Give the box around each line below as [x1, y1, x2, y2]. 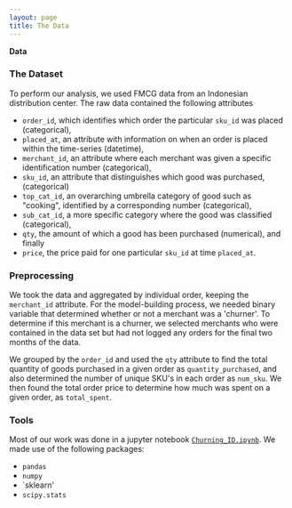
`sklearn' [21, 480, 55, 490]
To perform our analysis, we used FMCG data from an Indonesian [9, 88, 249, 99]
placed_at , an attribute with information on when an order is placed [21, 133, 268, 144]
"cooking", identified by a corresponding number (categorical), [21, 199, 252, 210]
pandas [21, 463, 47, 472]
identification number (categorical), [21, 162, 152, 173]
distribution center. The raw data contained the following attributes [9, 97, 254, 108]
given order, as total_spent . [9, 392, 113, 403]
